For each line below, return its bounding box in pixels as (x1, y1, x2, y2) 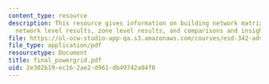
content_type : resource (8, 11, 88, 20)
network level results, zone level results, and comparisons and (15, 26, 239, 34)
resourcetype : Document (8, 49, 88, 57)
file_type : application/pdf (8, 42, 102, 50)
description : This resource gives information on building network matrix (8, 19, 263, 27)
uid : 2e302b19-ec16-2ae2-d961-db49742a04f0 (8, 64, 156, 72)
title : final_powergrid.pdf (8, 57, 102, 65)
